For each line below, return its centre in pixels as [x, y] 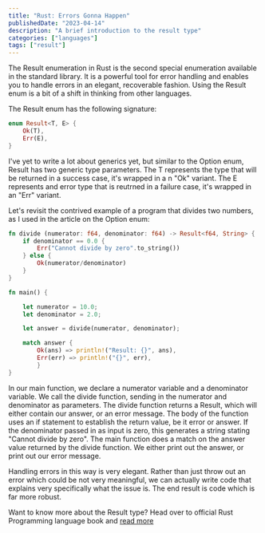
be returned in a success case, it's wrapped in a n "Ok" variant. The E [123, 178]
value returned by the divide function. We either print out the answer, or [126, 447]
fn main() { [28, 292]
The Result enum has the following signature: [83, 109]
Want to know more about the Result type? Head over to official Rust [121, 512]
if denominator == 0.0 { [64, 241]
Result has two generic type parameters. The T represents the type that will [132, 169]
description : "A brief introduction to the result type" [105, 30]
